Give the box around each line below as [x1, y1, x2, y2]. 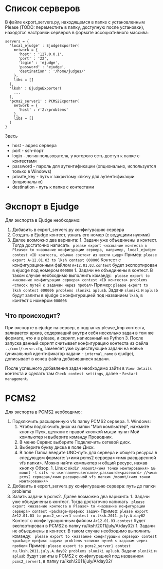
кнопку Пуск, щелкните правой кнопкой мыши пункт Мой [19, 428, 140, 435]
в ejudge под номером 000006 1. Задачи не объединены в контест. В [12, 267, 153, 273]
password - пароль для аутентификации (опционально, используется [12, 163, 156, 169]
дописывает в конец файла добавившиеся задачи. [5, 356, 110, 361]
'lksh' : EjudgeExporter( [9, 86, 62, 91]
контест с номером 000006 [12, 297, 67, 303]
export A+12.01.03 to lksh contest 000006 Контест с [12, 257, 121, 263]
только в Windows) [12, 168, 52, 174]
